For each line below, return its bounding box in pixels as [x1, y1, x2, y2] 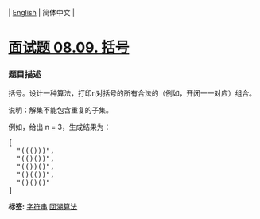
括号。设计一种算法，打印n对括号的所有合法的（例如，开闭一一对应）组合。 [8, 88, 257, 98]
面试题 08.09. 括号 [8, 39, 130, 57]
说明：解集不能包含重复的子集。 [8, 105, 113, 115]
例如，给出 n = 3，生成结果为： [8, 123, 111, 132]
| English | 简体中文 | [8, 8, 76, 17]
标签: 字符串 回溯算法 [8, 202, 78, 212]
